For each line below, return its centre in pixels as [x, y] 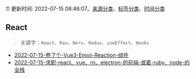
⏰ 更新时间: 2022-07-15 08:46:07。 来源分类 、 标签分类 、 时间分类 [85, 9]
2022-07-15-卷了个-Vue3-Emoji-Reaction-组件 [71, 55]
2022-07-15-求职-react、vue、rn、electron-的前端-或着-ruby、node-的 [102, 62]
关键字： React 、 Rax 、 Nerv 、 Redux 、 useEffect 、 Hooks [84, 42]
